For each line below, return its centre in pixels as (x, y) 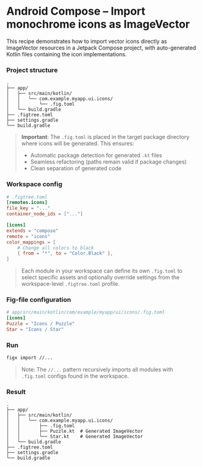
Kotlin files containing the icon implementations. (67, 54)
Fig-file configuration (39, 300)
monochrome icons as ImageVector (98, 24)
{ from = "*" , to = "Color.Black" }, (65, 253)
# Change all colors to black (56, 248)
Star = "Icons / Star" (35, 330)
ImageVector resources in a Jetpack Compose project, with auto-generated (101, 48)
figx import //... (30, 358)
